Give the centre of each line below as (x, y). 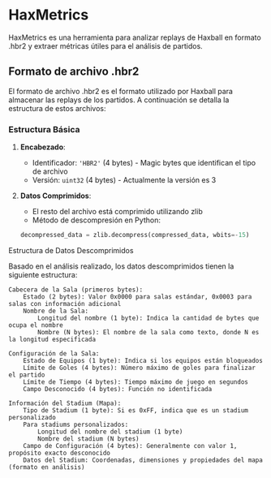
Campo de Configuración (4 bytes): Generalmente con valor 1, (130, 446)
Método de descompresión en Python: (96, 220)
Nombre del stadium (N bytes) (88, 439)
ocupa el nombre (36, 325)
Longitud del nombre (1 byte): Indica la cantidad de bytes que (148, 318)
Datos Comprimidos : (56, 196)
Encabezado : (43, 147)
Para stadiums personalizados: (76, 424)
